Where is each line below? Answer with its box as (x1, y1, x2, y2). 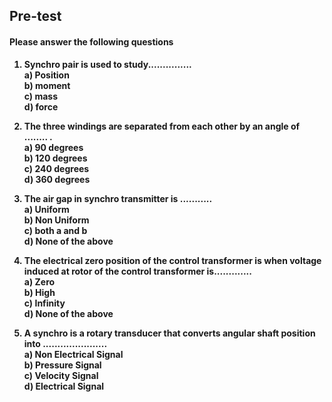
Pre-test (9, 8, 62, 25)
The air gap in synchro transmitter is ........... (23, 192, 213, 204)
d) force (23, 100, 59, 113)
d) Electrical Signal (23, 380, 105, 392)
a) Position (23, 69, 70, 81)
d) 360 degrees (23, 173, 91, 185)
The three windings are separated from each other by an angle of (23, 120, 301, 132)
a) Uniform (23, 203, 70, 215)
